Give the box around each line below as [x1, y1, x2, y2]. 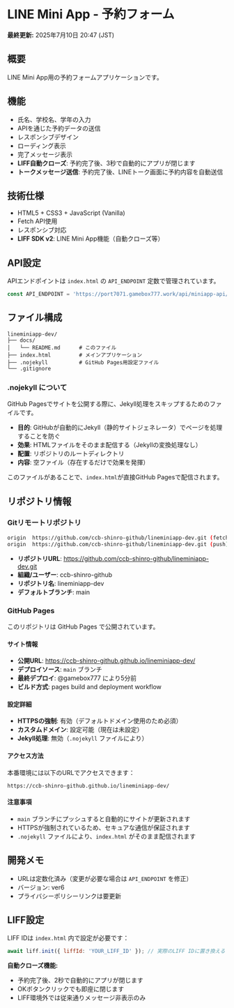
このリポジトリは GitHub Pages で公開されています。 [7, 622, 159, 631]
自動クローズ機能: [7, 961, 58, 970]
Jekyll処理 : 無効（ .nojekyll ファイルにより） [17, 734, 148, 743]
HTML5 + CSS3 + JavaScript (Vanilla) [17, 209, 125, 217]
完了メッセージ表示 [17, 150, 73, 158]
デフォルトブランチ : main [17, 587, 91, 596]
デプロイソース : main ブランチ [17, 665, 102, 674]
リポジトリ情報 [7, 495, 72, 507]
